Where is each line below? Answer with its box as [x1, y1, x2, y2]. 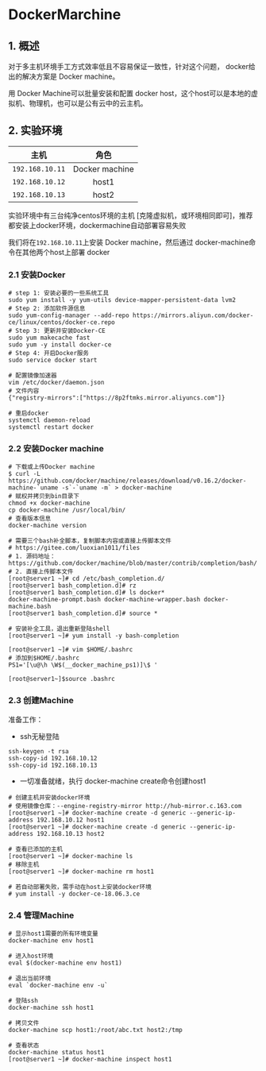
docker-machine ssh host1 [8, 1003, 94, 1011]
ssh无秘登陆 [19, 731, 60, 740]
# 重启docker [8, 409, 49, 418]
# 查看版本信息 [8, 515, 52, 523]
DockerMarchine [8, 6, 121, 24]
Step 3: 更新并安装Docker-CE [15, 327, 106, 335]
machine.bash [8, 602, 52, 611]
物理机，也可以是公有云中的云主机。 [29, 99, 148, 108]
